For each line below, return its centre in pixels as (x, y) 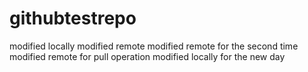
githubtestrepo (73, 18)
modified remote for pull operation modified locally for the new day (147, 56)
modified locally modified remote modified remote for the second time (154, 46)
